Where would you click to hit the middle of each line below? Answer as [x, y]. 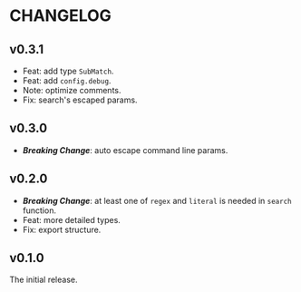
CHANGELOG [60, 16]
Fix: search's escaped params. [80, 100]
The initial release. [44, 280]
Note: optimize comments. [72, 90]
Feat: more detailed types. [71, 219]
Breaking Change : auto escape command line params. [125, 150]
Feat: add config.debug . [67, 81]
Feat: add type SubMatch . [68, 71]
